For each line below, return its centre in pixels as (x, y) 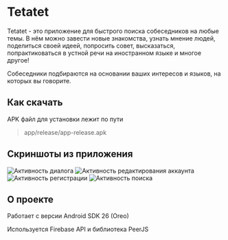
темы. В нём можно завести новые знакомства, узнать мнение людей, (111, 38)
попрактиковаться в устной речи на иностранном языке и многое (104, 53)
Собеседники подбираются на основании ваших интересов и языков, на (114, 74)
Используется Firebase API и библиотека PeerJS (78, 229)
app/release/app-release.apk (65, 132)
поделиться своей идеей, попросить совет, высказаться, (91, 45)
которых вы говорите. (39, 80)
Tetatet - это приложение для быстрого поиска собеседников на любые (113, 31)
